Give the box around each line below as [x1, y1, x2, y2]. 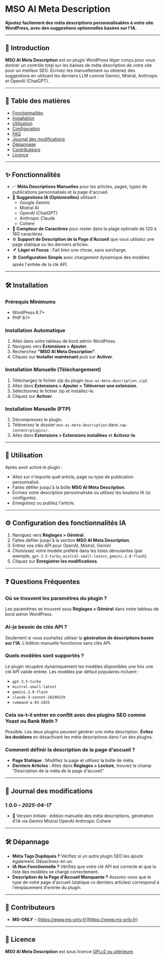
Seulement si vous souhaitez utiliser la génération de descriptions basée [5, 634, 154, 641]
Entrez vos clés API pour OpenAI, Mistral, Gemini [12, 542, 111, 548]
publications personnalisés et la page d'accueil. [12, 189, 109, 195]
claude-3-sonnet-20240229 [12, 694, 65, 700]
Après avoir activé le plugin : [5, 464, 63, 470]
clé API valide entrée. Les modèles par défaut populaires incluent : [5, 668, 139, 674]
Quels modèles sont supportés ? [5, 652, 84, 659]
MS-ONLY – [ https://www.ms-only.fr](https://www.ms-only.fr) [12, 916, 138, 922]
